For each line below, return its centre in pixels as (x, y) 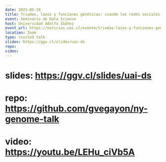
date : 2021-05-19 (23, 10)
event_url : (16, 28)
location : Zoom (21, 33)
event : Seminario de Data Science (41, 19)
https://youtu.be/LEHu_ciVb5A (70, 152)
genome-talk (32, 119)
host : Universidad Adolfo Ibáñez (40, 23)
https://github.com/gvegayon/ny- (77, 108)
